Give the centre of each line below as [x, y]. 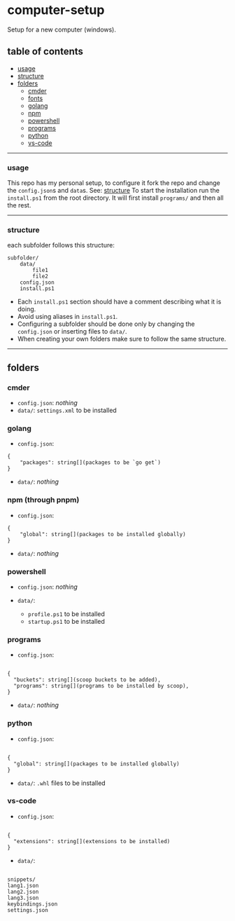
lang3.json [23, 898]
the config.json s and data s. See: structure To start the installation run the [114, 191]
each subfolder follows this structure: [61, 245]
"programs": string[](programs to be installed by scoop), [101, 686]
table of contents [45, 52]
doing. [27, 309]
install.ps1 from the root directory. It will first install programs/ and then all [115, 198]
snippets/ [22, 879]
